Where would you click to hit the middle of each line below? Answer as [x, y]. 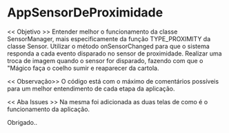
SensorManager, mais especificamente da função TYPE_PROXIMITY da [109, 38]
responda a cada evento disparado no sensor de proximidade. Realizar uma [114, 53]
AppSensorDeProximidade [85, 13]
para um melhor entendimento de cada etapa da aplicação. [91, 88]
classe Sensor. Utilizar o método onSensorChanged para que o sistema [109, 46]
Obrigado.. [22, 122]
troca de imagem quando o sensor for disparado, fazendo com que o [105, 60]
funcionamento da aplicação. [49, 109]
